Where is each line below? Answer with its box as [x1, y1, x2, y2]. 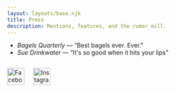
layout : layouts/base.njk [7, 10, 81, 17]
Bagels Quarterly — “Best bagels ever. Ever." [16, 42, 144, 50]
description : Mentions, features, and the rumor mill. [7, 22, 167, 29]
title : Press [7, 16, 44, 23]
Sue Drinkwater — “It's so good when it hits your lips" [16, 48, 169, 57]
